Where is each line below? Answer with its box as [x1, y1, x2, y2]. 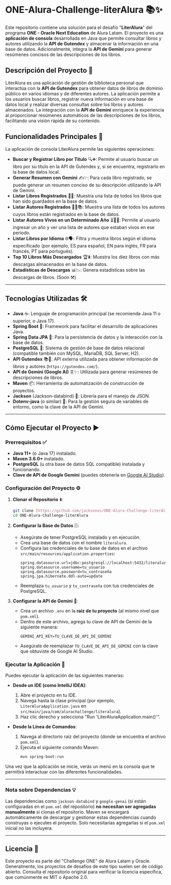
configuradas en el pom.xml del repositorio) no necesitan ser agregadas [5, 803, 156, 810]
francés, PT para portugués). [12, 248, 74, 254]
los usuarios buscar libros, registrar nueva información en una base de [5, 96, 154, 102]
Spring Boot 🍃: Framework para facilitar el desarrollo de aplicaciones [12, 323, 158, 329]
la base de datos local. [12, 169, 60, 175]
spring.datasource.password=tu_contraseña [20, 569, 112, 574]
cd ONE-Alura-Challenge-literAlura [12, 513, 89, 518]
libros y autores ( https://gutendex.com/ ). [12, 364, 99, 370]
